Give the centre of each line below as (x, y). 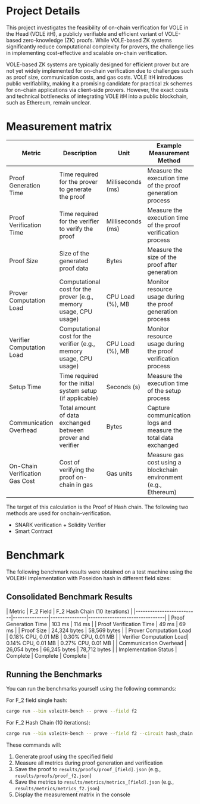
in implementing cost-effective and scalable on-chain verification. (87, 53)
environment (165, 477)
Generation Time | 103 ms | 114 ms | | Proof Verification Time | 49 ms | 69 (96, 624)
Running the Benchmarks (54, 675)
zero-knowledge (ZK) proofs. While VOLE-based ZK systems (97, 40)
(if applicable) (79, 398)
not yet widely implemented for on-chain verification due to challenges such (100, 70)
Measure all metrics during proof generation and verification (89, 763)
